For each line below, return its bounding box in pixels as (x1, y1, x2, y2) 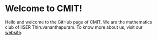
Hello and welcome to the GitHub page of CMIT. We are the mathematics (5, 19, 152, 25)
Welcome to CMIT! (5, 3, 82, 14)
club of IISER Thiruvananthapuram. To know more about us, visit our (5, 24, 143, 30)
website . (5, 29, 23, 35)
